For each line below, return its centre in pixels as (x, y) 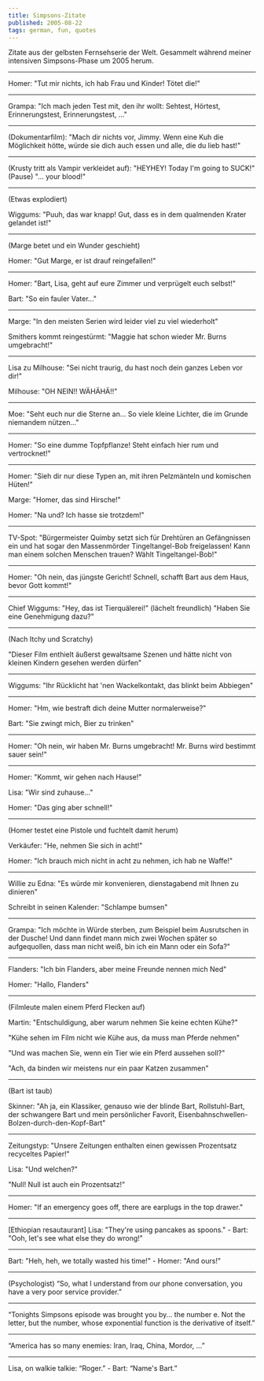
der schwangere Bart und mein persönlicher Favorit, (92, 1115)
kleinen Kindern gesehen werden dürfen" (75, 663)
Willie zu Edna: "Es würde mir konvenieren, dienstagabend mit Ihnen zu (124, 884)
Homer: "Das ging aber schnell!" (60, 808)
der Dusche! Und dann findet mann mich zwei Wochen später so (113, 938)
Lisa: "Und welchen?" (43, 1169)
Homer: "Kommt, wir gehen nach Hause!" (75, 777)
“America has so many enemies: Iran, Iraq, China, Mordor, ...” (107, 1346)
